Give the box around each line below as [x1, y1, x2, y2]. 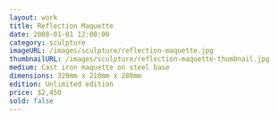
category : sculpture [9, 38, 87, 47]
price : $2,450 [9, 88, 63, 97]
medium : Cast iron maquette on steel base [9, 64, 170, 72]
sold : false [9, 96, 54, 106]
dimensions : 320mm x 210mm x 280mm [9, 72, 142, 81]
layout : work [9, 13, 58, 22]
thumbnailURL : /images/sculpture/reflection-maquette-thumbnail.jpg [9, 55, 270, 64]
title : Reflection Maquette [9, 21, 114, 30]
